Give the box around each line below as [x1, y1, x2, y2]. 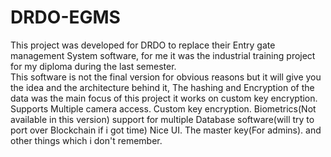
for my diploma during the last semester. [10, 60, 177, 72]
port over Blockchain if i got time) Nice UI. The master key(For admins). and [10, 124, 322, 136]
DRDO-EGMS [10, 6, 121, 29]
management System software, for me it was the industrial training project [10, 49, 316, 61]
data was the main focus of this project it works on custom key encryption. [10, 92, 318, 104]
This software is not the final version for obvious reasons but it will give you [10, 71, 322, 83]
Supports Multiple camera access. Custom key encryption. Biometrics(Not [10, 102, 317, 115]
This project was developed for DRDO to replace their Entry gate [10, 39, 276, 51]
